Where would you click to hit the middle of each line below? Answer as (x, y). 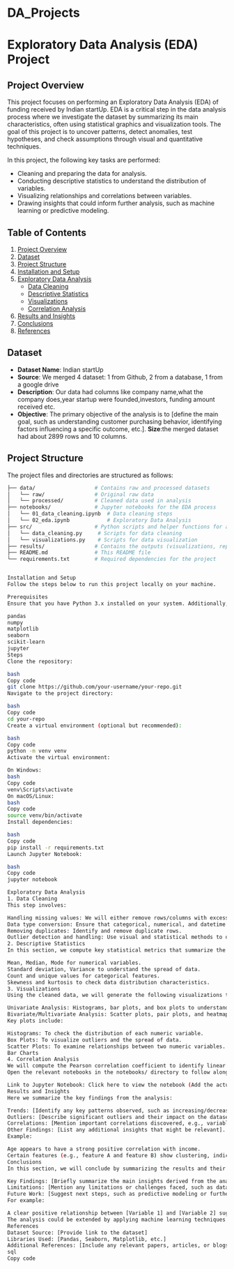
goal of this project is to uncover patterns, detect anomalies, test (100, 132)
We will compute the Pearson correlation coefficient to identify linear (117, 1066)
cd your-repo (26, 719)
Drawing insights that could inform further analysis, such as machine (116, 203)
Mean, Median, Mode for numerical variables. (74, 963)
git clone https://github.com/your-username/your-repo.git (95, 687)
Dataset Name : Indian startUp (60, 369)
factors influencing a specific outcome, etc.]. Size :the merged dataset (118, 429)
